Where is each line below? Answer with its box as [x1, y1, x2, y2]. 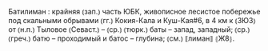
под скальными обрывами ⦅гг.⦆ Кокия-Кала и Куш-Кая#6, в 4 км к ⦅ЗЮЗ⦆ [8, 16, 256, 25]
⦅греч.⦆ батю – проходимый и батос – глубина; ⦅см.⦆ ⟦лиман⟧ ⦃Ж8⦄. [8, 33, 235, 43]
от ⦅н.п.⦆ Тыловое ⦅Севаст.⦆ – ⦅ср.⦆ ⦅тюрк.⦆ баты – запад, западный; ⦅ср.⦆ [8, 25, 250, 34]
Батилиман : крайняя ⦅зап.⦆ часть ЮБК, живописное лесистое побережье [8, 7, 261, 16]
